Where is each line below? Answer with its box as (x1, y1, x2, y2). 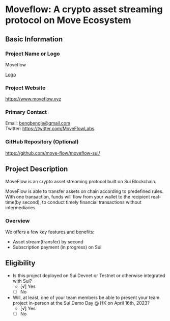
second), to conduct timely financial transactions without (22, 199, 141, 205)
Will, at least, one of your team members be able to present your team (12, 294, 160, 301)
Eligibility (5, 259, 36, 267)
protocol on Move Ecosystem (5, 14, 131, 26)
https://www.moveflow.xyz (5, 96, 62, 102)
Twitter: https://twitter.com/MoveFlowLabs (5, 126, 95, 132)
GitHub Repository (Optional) (5, 138, 79, 145)
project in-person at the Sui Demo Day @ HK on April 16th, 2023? (12, 300, 150, 306)
